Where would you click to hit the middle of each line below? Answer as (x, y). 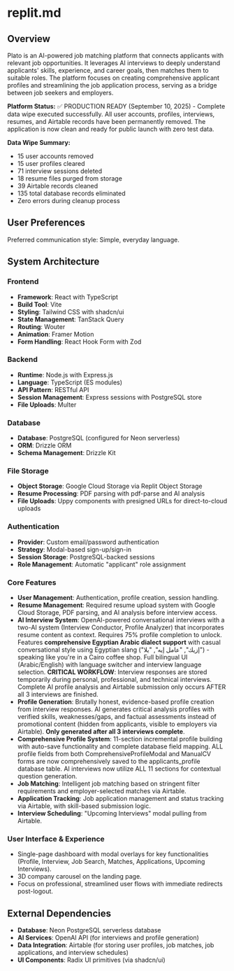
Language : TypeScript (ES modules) (70, 382)
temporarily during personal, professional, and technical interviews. (114, 679)
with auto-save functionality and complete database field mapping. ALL (120, 746)
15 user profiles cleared (51, 163)
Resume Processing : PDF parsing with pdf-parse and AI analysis (111, 494)
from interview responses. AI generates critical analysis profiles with (116, 709)
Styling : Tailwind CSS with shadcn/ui (71, 312)
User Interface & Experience (56, 839)
